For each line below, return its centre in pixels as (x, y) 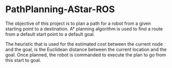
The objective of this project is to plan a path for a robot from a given (78, 23)
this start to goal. (23, 60)
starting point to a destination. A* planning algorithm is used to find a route (84, 28)
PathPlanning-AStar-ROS (60, 9)
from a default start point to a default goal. (50, 34)
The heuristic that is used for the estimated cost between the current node (84, 44)
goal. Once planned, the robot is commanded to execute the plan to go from (85, 55)
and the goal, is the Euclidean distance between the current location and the (86, 49)
